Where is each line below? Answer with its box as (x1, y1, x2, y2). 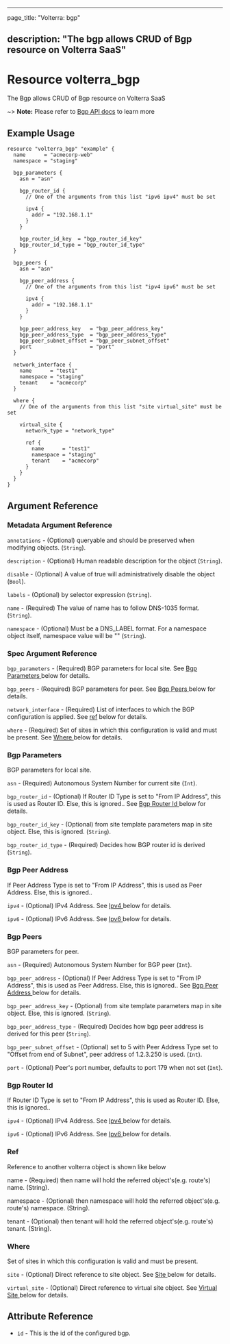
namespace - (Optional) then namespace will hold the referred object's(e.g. (7, 1197, 220, 1205)
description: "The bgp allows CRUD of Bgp (7, 34, 192, 45)
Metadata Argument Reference (7, 520, 113, 530)
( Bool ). (7, 577, 26, 585)
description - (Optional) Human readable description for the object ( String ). (7, 557, 222, 565)
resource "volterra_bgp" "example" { (7, 145, 115, 153)
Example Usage (7, 127, 75, 139)
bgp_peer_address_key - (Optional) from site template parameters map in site (7, 1002, 222, 1010)
